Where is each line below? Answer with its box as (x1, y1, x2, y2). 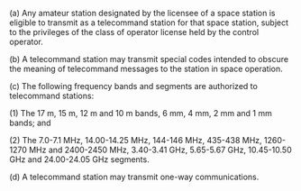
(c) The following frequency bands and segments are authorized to (9, 81, 259, 91)
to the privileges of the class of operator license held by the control (9, 27, 260, 37)
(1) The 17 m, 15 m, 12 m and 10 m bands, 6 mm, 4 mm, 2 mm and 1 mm (9, 108, 273, 118)
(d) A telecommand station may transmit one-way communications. (9, 171, 260, 182)
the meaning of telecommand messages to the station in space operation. (9, 63, 284, 74)
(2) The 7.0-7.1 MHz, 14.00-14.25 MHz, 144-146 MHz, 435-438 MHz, (9, 135, 263, 145)
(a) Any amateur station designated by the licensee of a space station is (9, 8, 276, 18)
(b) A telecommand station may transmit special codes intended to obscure (9, 54, 289, 64)
